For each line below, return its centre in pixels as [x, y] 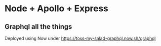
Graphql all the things [38, 27]
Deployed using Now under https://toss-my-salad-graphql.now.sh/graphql [80, 38]
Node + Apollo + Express [57, 9]
